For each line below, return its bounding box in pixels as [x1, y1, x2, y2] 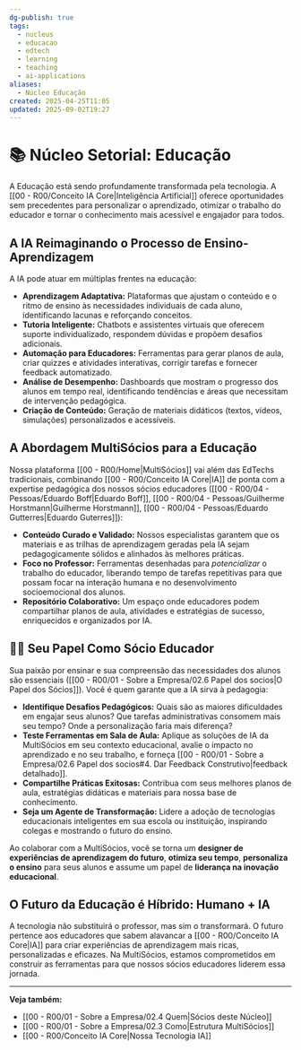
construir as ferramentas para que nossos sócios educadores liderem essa [9, 959, 286, 969]
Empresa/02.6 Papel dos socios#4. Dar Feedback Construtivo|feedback [21, 759, 288, 769]
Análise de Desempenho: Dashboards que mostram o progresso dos [21, 377, 279, 386]
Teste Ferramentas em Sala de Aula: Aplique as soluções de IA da [21, 730, 269, 741]
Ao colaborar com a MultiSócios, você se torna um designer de [9, 842, 244, 853]
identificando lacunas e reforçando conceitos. [21, 310, 193, 320]
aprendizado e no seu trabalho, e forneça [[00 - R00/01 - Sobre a [21, 749, 264, 759]
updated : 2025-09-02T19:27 [9, 105, 110, 114]
